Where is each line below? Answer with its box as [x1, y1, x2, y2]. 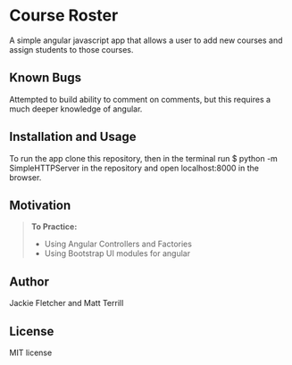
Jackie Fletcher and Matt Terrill [9, 298, 124, 309]
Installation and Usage [9, 129, 137, 145]
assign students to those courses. [9, 44, 134, 54]
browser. [9, 171, 42, 183]
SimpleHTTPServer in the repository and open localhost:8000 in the [9, 162, 259, 173]
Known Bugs [9, 71, 82, 86]
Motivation [9, 197, 71, 212]
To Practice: [30, 221, 78, 232]
